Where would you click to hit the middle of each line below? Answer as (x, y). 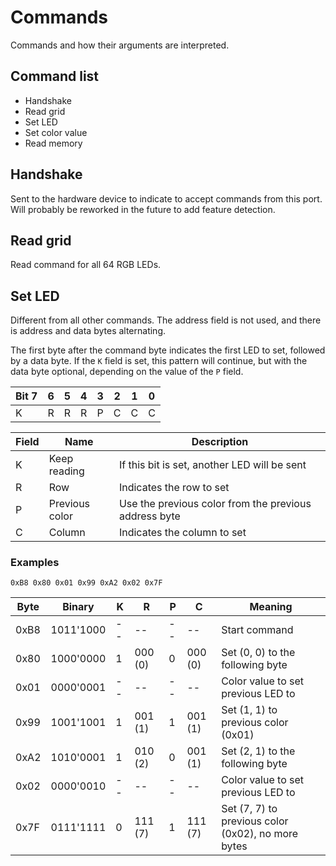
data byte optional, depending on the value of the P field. (127, 372)
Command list (55, 76)
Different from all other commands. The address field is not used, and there (166, 320)
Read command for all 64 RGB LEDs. (86, 265)
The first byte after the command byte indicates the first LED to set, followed (168, 350)
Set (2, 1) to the (258, 751)
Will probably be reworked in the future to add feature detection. (143, 209)
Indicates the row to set (174, 488)
